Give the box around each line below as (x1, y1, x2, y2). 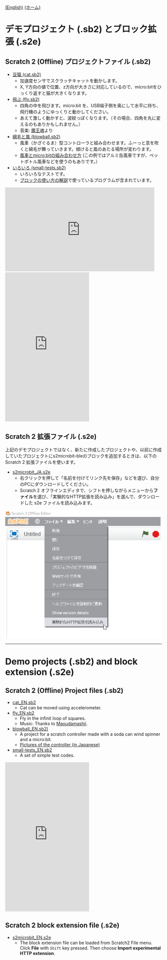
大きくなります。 (54, 90, 89, 96)
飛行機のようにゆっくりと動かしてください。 (19, 109, 111, 114)
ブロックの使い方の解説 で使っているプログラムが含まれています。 (19, 177, 154, 183)
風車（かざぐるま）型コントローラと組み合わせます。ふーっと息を (19, 140, 155, 146)
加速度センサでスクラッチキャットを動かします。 (19, 78, 120, 84)
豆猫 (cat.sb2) (12, 72, 41, 77)
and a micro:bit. (19, 737, 52, 743)
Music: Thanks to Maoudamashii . (19, 721, 88, 727)
